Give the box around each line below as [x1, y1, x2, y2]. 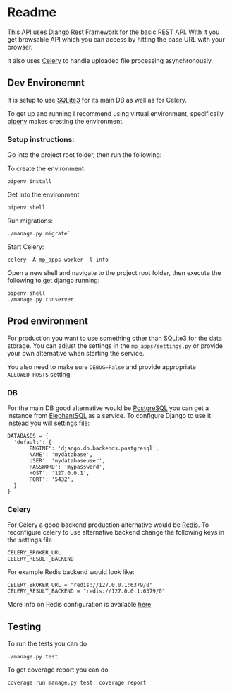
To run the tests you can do [7, 639, 87, 648]
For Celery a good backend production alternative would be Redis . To [7, 520, 209, 529]
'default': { [13, 439, 52, 446]
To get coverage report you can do [7, 665, 109, 674]
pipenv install [7, 178, 52, 185]
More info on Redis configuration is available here [7, 600, 152, 609]
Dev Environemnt [7, 77, 85, 89]
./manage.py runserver [7, 296, 74, 303]
